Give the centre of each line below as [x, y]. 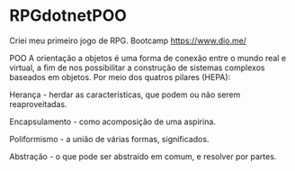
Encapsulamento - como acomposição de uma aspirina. [112, 121]
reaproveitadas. [38, 103]
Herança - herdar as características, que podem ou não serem [125, 94]
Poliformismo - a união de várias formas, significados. [109, 139]
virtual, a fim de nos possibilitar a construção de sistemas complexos [137, 67]
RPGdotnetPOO [68, 16]
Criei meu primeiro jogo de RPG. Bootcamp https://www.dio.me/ [128, 40]
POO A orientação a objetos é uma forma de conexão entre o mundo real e [147, 58]
